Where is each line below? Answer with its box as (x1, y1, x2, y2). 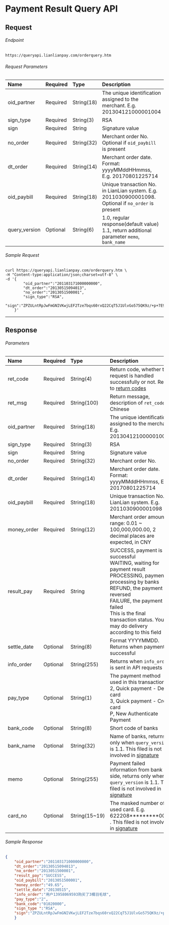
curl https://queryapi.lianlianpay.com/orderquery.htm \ (5, 268, 127, 273)
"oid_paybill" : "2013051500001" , (14, 878, 82, 883)
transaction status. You (110, 616, 164, 623)
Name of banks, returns (110, 732, 166, 739)
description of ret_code (110, 399, 165, 406)
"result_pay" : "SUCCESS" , (14, 873, 66, 878)
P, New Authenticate (110, 710, 158, 717)
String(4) (70, 375, 92, 382)
